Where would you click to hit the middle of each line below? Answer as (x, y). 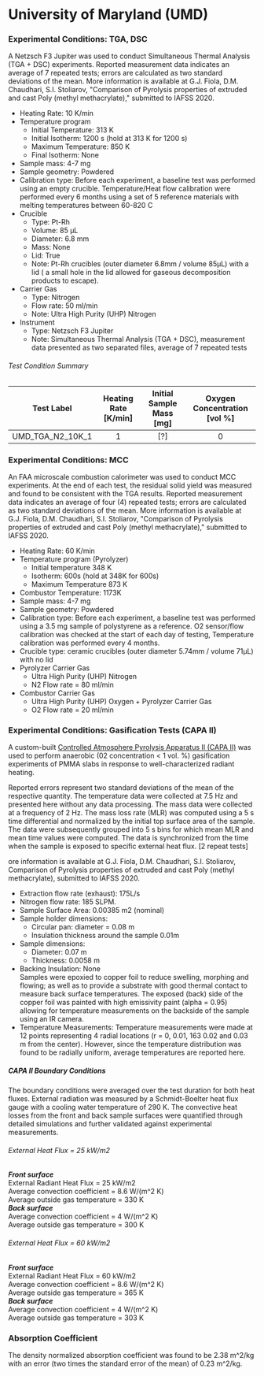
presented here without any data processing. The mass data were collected (130, 804)
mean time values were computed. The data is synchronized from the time (128, 838)
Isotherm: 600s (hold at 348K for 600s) (95, 576)
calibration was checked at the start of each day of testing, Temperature (136, 634)
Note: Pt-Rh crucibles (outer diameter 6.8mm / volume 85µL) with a (140, 264)
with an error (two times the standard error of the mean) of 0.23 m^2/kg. (125, 1363)
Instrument (37, 323)
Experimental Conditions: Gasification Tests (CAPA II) (113, 730)
